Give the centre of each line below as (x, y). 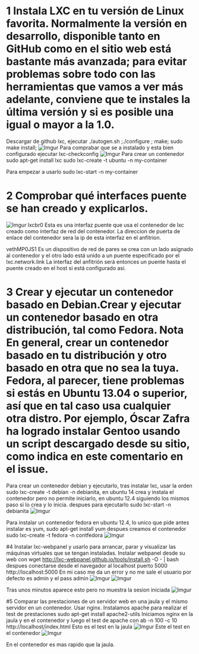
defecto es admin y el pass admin (48, 578)
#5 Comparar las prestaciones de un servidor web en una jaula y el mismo (97, 601)
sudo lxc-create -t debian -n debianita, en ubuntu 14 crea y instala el (90, 492)
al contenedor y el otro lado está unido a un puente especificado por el (93, 255)
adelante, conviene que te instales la (98, 100)
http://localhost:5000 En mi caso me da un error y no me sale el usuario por (99, 572)
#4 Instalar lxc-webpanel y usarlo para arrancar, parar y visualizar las (91, 546)
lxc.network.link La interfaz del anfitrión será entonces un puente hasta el (96, 262)
